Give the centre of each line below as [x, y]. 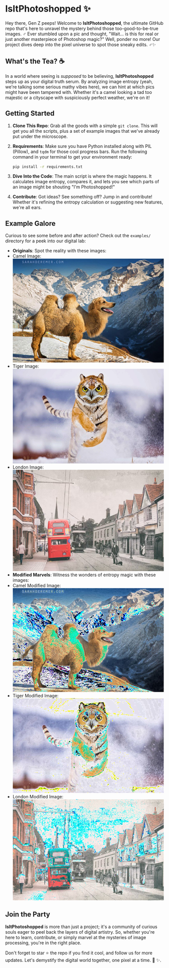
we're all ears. [27, 208]
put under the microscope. [40, 136]
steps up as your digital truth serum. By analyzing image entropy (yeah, [79, 81]
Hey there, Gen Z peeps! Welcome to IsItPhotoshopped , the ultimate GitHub [84, 23]
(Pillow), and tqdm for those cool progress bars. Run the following [80, 151]
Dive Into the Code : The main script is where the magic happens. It [82, 176]
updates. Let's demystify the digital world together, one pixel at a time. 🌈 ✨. [83, 960]
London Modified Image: [38, 796]
